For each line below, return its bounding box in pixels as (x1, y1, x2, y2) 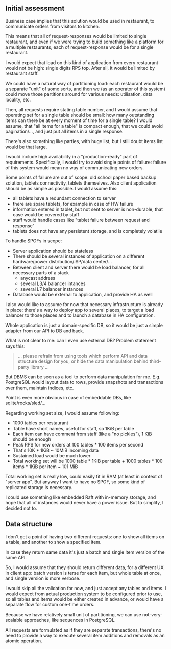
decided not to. (5, 505, 37, 511)
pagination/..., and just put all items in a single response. (5, 128, 124, 134)
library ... (30, 363, 50, 370)
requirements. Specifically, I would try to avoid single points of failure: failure (5, 159, 166, 165)
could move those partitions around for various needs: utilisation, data (5, 91, 153, 97)
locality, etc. (5, 96, 31, 103)
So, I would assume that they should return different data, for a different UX (5, 564, 164, 571)
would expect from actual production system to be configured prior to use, (5, 591, 162, 597)
